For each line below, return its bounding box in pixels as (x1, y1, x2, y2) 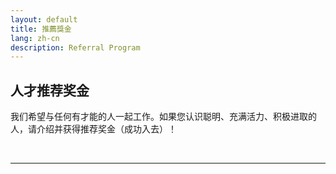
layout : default (10, 14, 78, 25)
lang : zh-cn (10, 33, 60, 43)
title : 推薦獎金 (10, 24, 72, 34)
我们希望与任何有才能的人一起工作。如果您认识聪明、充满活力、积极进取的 (10, 111, 317, 123)
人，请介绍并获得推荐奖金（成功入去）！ (10, 123, 177, 135)
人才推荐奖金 (10, 82, 90, 99)
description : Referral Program (10, 42, 141, 53)
